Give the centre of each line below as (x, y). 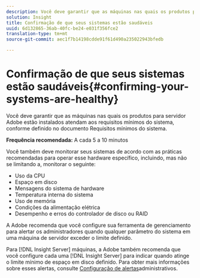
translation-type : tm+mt (37, 34)
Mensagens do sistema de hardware (60, 188)
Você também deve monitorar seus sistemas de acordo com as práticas (94, 151)
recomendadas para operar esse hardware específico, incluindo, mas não (97, 158)
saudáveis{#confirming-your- (113, 87)
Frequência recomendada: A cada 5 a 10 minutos (67, 140)
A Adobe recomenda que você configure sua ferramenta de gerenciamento (99, 225)
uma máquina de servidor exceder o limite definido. (69, 238)
